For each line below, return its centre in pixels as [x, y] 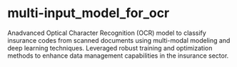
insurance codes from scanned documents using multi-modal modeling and [119, 40]
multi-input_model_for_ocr [89, 13]
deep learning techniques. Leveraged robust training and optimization [110, 48]
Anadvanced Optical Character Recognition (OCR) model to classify [107, 33]
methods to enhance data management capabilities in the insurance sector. [118, 56]
